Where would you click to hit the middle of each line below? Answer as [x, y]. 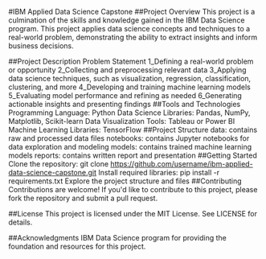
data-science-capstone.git [53, 173]
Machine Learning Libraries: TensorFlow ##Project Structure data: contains [133, 129]
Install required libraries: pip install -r [159, 173]
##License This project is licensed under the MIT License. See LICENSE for [133, 214]
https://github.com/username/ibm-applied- [182, 164]
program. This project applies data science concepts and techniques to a [129, 29]
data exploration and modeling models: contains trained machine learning [130, 147]
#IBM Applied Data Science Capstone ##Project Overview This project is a [132, 12]
